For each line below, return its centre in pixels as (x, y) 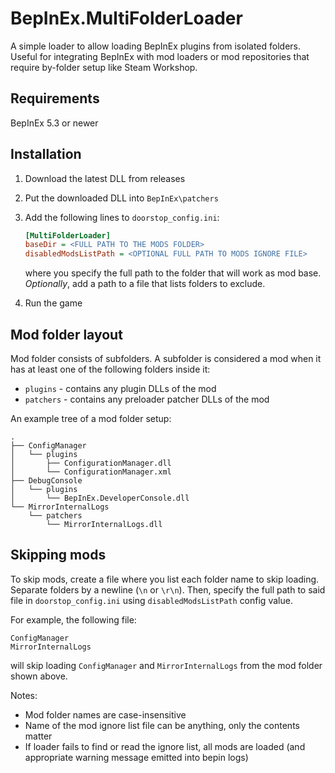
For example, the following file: (73, 619)
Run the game (53, 303)
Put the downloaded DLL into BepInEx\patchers (121, 198)
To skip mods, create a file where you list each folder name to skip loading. (165, 579)
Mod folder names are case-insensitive (105, 714)
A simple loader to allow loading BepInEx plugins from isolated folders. (156, 46)
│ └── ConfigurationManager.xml (91, 472)
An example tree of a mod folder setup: (91, 418)
